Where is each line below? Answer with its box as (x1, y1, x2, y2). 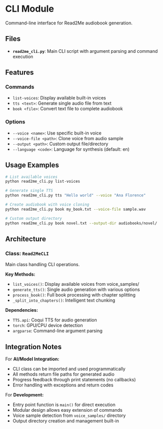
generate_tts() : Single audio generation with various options (12, 286, 140, 292)
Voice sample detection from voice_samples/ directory (12, 412, 126, 419)
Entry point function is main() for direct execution (12, 402, 115, 408)
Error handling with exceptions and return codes (12, 382, 114, 388)
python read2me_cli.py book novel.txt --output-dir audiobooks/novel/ (5, 220, 157, 226)
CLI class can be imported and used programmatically (12, 366, 126, 372)
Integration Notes (5, 342, 62, 351)
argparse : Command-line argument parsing (12, 328, 103, 334)
